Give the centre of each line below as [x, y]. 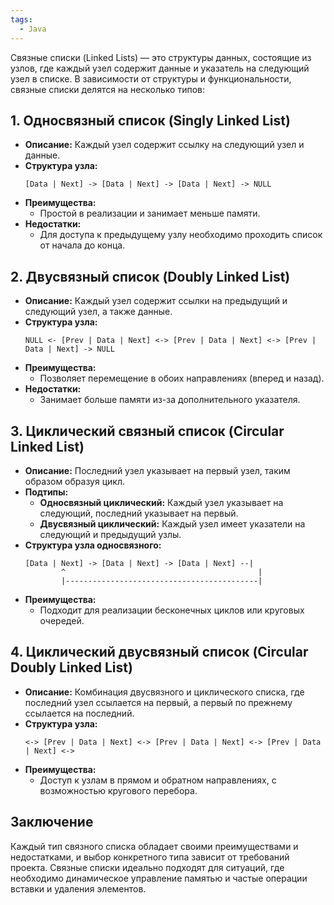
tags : [21, 19]
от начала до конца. [82, 245]
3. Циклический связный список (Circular [147, 431]
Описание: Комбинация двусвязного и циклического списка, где [164, 692]
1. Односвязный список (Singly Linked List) [150, 120]
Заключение [52, 822]
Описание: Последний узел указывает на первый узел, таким [157, 470]
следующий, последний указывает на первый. [139, 513]
